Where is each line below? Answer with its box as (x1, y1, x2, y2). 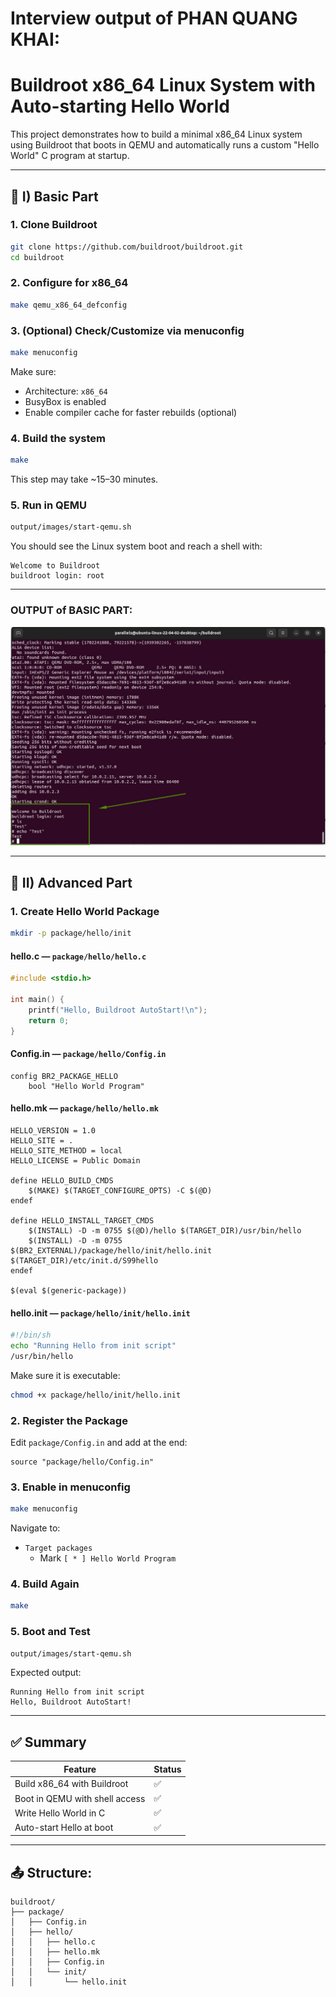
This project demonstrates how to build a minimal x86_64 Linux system (10, 128, 303, 141)
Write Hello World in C (14, 1807, 106, 1819)
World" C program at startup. (10, 150, 130, 162)
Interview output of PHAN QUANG (10, 7, 298, 30)
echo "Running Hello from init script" (10, 1340, 177, 1351)
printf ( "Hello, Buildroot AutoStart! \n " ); (28, 1005, 208, 1015)
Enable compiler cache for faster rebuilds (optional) (24, 406, 238, 418)
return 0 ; (28, 1015, 70, 1026)
